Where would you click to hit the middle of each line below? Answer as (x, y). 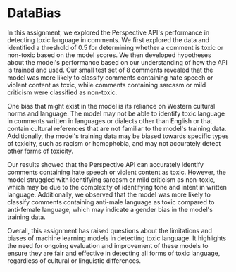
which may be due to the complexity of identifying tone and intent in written (117, 187)
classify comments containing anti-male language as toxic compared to (111, 202)
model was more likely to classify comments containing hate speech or (110, 77)
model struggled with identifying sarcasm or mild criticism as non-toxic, (111, 179)
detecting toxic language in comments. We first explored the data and (108, 39)
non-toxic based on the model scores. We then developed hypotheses (109, 55)
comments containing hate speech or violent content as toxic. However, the (117, 172)
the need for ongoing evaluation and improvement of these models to (108, 245)
